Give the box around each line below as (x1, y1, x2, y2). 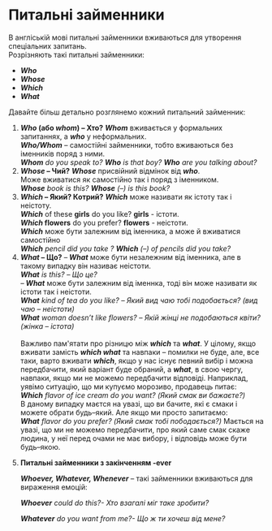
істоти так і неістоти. (19, 287, 92, 296)
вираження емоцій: (19, 481, 88, 492)
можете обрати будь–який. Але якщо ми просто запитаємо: (19, 408, 228, 417)
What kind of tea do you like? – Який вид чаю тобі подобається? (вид (19, 295, 258, 305)
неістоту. (19, 201, 52, 210)
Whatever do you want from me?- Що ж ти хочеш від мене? (19, 513, 226, 523)
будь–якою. (19, 442, 61, 451)
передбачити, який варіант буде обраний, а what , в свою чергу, (19, 364, 244, 374)
